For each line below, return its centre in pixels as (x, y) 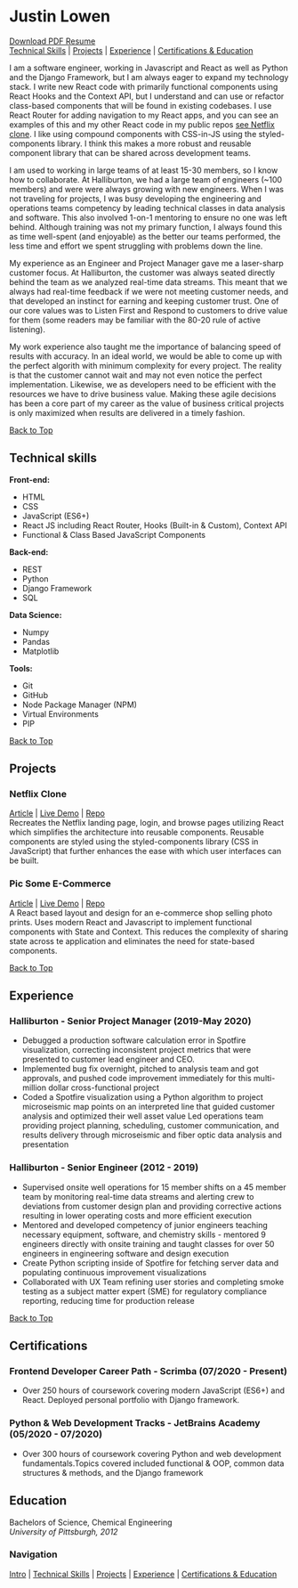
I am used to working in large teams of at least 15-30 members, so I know (144, 170)
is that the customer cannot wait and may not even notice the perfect (136, 375)
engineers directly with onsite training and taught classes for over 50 (148, 1243)
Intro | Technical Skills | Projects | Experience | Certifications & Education (143, 1574)
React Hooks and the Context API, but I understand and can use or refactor (147, 96)
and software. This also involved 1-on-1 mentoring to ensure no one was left (148, 217)
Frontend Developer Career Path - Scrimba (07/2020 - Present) (148, 1372)
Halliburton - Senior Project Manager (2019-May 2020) (130, 1022)
